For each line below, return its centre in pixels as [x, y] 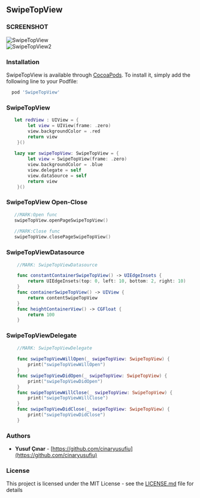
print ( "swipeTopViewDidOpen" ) [65, 381]
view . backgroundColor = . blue [65, 165]
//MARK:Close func [37, 231]
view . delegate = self [55, 170]
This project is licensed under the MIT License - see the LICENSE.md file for [100, 484]
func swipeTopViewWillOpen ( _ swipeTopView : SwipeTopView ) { [93, 359]
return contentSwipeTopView [63, 298]
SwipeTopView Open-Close [47, 202]
